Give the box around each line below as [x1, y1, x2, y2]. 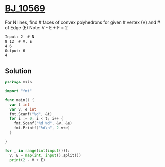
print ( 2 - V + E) [9, 157, 46, 162]
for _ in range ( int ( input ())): [5, 148, 70, 153]
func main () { [5, 97, 35, 102]
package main [5, 80, 32, 85]
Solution [5, 67, 32, 75]
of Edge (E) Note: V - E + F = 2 [5, 24, 68, 30]
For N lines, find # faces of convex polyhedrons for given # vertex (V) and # [5, 19, 160, 25]
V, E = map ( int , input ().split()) [9, 153, 81, 158]
